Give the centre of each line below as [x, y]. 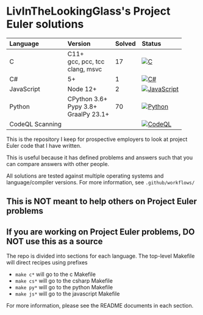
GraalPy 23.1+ [88, 114]
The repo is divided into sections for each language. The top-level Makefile [101, 256]
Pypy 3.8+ [82, 106]
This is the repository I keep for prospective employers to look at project [97, 139]
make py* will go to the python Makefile [64, 288]
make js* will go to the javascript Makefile [67, 294]
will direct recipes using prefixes [47, 262]
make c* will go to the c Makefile [55, 274]
